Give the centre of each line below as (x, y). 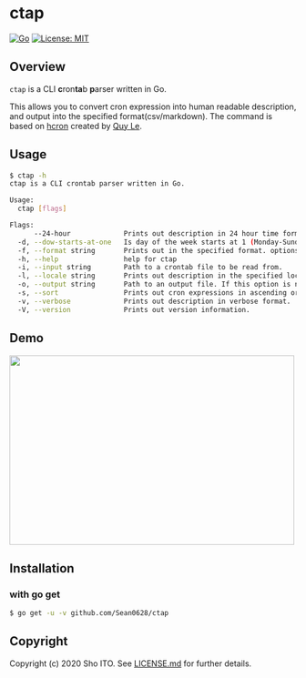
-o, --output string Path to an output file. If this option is (154, 285)
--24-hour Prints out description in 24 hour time (156, 233)
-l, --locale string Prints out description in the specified (150, 276)
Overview (38, 67)
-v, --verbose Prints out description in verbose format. (154, 301)
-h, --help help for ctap (97, 259)
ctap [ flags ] (42, 209)
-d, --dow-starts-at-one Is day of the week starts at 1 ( (136, 242)
